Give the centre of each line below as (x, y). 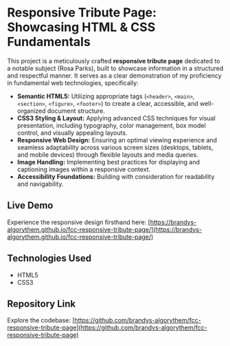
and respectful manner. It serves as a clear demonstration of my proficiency (114, 75)
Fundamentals (49, 42)
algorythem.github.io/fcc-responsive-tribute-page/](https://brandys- (105, 229)
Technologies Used (49, 258)
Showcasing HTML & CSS (81, 27)
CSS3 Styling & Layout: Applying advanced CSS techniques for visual (116, 118)
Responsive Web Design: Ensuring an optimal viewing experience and (117, 140)
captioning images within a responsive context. (84, 169)
